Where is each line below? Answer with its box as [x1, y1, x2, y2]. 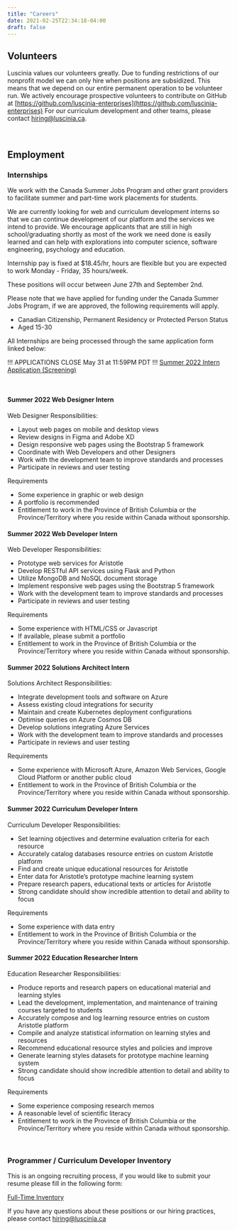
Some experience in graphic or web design [17, 491, 144, 499]
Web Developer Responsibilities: [7, 545, 101, 554]
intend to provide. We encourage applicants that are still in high [7, 222, 192, 231]
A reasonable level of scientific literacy [17, 1108, 131, 1117]
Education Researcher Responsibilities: [7, 969, 121, 978]
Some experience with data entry [17, 922, 115, 931]
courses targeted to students [17, 1005, 103, 1014]
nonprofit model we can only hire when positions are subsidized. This [7, 76, 211, 85]
